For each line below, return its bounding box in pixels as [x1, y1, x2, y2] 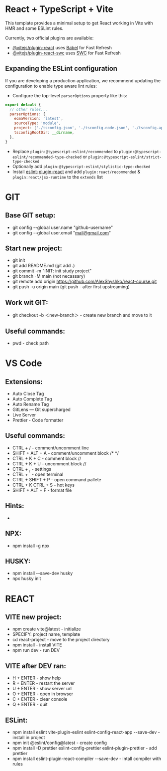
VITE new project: [5, 612, 62, 621]
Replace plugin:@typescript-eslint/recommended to [12, 148, 118, 154]
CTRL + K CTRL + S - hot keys [12, 482, 75, 488]
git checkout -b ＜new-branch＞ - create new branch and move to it [12, 312, 152, 318]
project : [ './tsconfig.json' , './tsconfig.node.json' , [14, 126, 130, 131]
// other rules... [9, 107, 48, 112]
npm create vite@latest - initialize [12, 626, 81, 632]
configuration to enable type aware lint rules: [5, 83, 97, 89]
